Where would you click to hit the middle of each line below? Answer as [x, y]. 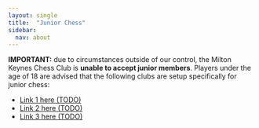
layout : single [33, 15]
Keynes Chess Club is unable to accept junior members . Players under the [129, 68]
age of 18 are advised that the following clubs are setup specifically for [122, 76]
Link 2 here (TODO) [51, 108]
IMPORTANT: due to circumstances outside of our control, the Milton [120, 60]
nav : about [33, 37]
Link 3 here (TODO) [51, 117]
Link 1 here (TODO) [50, 100]
